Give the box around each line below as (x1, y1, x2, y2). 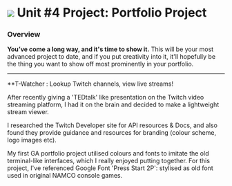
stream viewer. (7, 108, 50, 116)
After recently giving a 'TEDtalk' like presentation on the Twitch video (7, 93, 204, 102)
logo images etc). (7, 136, 57, 145)
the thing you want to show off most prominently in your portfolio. (7, 60, 194, 68)
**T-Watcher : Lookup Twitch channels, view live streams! (7, 80, 174, 88)
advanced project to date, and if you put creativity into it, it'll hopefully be (7, 53, 216, 61)
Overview (7, 30, 41, 39)
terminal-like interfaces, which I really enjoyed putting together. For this (7, 157, 211, 165)
